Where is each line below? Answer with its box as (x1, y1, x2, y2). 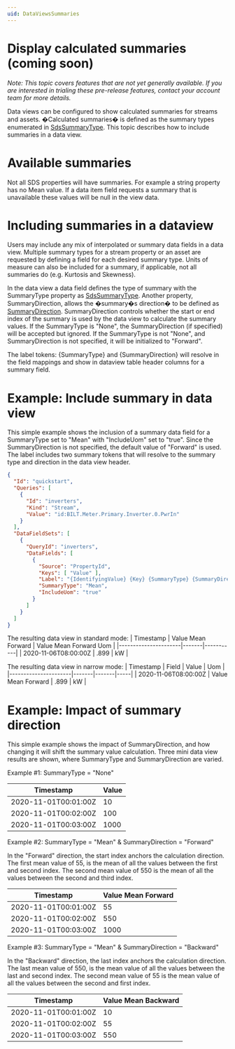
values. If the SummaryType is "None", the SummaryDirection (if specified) (7, 322, 223, 330)
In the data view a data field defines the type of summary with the (7, 284, 197, 292)
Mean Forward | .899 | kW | (7, 677, 87, 686)
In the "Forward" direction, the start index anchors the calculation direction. (7, 851, 225, 860)
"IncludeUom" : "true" (38, 589, 101, 596)
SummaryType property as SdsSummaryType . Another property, (7, 292, 194, 300)
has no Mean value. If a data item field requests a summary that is (7, 185, 197, 194)
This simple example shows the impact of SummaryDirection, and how (7, 740, 211, 749)
